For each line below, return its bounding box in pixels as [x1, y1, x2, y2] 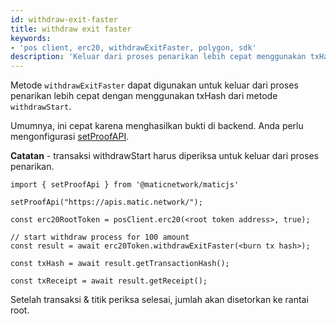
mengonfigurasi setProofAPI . [10, 131, 130, 143]
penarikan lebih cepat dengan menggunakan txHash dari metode [10, 90, 278, 102]
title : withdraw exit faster [10, 24, 132, 34]
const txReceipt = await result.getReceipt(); [10, 276, 208, 286]
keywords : [10, 33, 52, 43]
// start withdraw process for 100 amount [10, 232, 190, 243]
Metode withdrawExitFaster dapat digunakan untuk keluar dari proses [10, 79, 299, 91]
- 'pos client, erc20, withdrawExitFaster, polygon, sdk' [10, 42, 257, 53]
